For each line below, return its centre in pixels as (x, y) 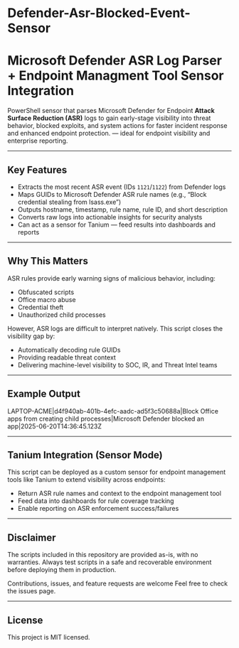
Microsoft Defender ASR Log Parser (115, 61)
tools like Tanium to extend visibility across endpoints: (86, 480)
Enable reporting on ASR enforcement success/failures (98, 509)
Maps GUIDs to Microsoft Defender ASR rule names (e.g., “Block (112, 194)
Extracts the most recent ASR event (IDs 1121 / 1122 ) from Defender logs (122, 187)
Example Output (44, 394)
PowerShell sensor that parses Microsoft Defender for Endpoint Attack (111, 111)
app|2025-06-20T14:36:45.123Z (54, 426)
